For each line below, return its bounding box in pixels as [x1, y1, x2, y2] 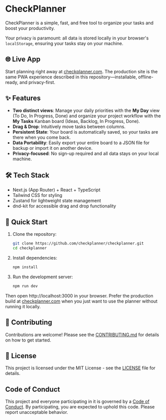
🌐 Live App [5, 55, 41, 64]
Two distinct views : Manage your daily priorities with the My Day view [12, 107, 160, 113]
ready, [5, 79, 19, 85]
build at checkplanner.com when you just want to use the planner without [5, 298, 158, 304]
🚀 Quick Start [5, 218, 48, 226]
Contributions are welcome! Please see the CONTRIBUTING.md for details [5, 331, 159, 338]
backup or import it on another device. [12, 145, 93, 151]
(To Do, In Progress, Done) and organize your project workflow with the [12, 112, 161, 119]
